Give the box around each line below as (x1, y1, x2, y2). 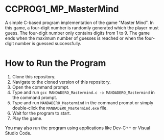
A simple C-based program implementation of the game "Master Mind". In (5, 20, 154, 25)
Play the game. (12, 115, 43, 121)
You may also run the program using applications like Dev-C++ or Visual (5, 125, 151, 131)
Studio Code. (5, 130, 32, 136)
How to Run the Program (5, 58, 106, 69)
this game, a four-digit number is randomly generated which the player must (5, 24, 159, 30)
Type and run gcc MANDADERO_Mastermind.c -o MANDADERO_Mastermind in (12, 89, 155, 95)
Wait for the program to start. (12, 110, 71, 116)
